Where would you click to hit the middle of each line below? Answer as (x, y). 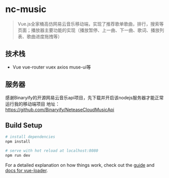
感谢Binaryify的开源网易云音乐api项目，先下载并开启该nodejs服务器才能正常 (85, 97)
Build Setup (24, 125)
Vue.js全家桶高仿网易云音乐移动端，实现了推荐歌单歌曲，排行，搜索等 (91, 24)
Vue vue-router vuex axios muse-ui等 (52, 67)
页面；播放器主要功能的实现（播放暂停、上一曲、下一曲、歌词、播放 (89, 30)
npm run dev (18, 155)
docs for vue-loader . (27, 170)
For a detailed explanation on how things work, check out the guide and (80, 165)
